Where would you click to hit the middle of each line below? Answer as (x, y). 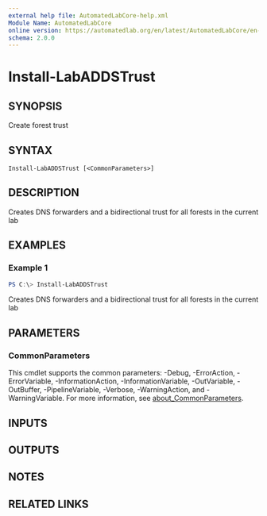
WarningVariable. (37, 399)
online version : (35, 30)
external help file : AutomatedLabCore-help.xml (89, 15)
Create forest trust (39, 125)
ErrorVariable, (31, 381)
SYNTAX (31, 150)
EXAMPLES (37, 246)
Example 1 (28, 268)
